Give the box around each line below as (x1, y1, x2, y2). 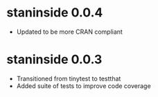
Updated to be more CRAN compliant (16, 28, 123, 36)
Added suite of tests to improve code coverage (16, 81, 151, 90)
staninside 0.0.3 (6, 52, 103, 67)
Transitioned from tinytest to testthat (16, 74, 121, 83)
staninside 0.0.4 (6, 5, 103, 21)
